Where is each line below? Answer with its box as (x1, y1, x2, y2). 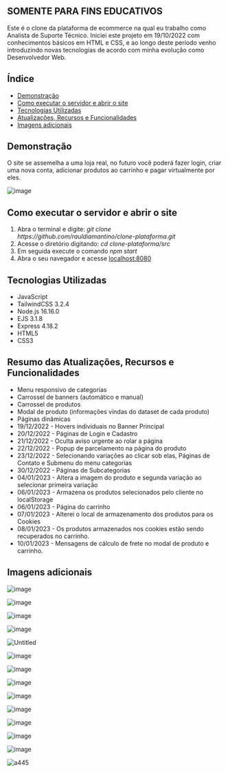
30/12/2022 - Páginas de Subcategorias (16, 466, 130, 474)
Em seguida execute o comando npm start (16, 247, 137, 256)
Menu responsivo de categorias (16, 385, 107, 393)
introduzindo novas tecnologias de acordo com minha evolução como (7, 45, 205, 54)
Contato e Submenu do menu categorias (16, 458, 133, 467)
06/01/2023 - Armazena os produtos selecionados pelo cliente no (16, 488, 204, 496)
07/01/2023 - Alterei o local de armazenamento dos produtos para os (16, 510, 214, 518)
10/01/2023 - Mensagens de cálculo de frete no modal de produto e (16, 539, 209, 547)
